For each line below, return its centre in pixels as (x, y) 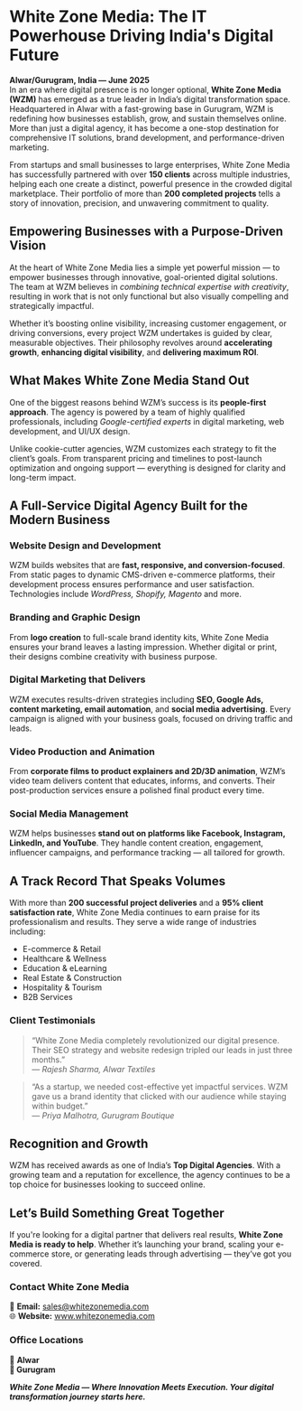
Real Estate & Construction (72, 978)
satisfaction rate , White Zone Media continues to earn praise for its (135, 912)
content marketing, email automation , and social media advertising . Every (150, 709)
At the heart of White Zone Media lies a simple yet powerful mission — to (145, 267)
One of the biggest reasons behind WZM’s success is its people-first (138, 402)
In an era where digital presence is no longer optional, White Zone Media (146, 89)
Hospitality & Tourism (62, 987)
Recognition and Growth (79, 1143)
